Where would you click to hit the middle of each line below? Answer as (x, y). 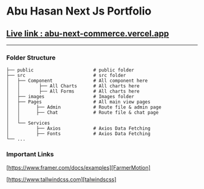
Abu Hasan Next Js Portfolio (79, 11)
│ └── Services (28, 123)
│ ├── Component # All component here (77, 81)
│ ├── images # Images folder (70, 97)
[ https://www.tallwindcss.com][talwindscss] (61, 179)
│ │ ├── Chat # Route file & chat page (83, 113)
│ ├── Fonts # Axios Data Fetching (78, 134)
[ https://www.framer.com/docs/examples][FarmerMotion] (78, 167)
